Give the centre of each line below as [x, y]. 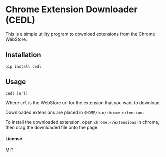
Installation [23, 55]
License [14, 139]
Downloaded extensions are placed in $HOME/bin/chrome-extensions [75, 112]
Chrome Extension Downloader [71, 9]
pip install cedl [23, 66]
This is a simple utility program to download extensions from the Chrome [80, 34]
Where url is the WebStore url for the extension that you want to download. [83, 103]
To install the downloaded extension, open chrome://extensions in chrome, [82, 122]
